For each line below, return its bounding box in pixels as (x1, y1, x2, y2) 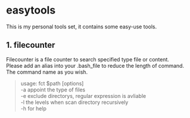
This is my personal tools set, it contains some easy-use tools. (6, 23, 157, 30)
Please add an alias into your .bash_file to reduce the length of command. (6, 62, 184, 69)
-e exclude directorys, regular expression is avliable (20, 92, 146, 99)
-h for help (20, 104, 47, 112)
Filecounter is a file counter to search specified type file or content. (6, 55, 169, 63)
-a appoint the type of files (20, 86, 85, 93)
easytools (6, 4, 56, 17)
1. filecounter (6, 40, 55, 50)
